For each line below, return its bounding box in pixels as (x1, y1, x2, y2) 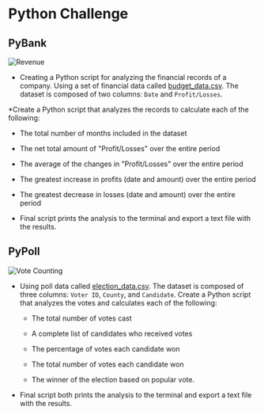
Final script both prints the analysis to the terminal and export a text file (19, 389, 252, 400)
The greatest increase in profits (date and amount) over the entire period (19, 175, 257, 184)
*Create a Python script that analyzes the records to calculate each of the (8, 104, 249, 114)
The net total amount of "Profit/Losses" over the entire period (19, 144, 221, 153)
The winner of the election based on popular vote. (31, 374, 195, 384)
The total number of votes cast (31, 313, 132, 323)
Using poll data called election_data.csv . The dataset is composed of (19, 281, 244, 291)
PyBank (8, 36, 47, 50)
